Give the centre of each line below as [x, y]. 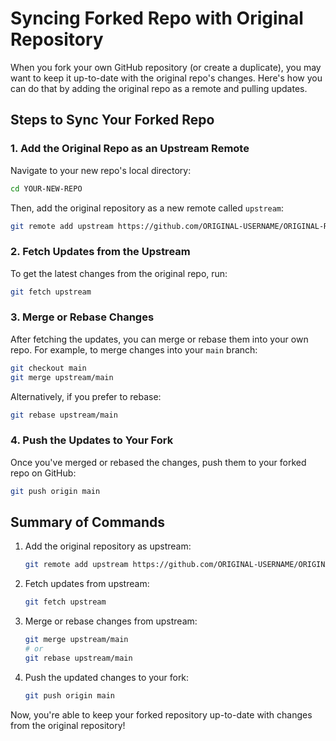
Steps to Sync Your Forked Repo [112, 120]
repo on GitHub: [43, 473]
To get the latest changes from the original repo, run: [119, 273]
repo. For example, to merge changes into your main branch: [134, 349]
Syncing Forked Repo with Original [157, 18]
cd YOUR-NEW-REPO [46, 188]
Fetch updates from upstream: [87, 584]
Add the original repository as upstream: [108, 546]
